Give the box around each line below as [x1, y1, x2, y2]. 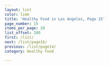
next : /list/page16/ [4, 40, 48, 45]
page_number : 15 [4, 21, 38, 26]
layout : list [4, 7, 32, 12]
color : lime [4, 12, 29, 17]
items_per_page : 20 [4, 26, 45, 31]
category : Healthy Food [4, 49, 54, 54]
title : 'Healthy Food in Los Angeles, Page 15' [4, 16, 106, 21]
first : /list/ [4, 35, 34, 40]
